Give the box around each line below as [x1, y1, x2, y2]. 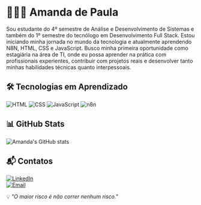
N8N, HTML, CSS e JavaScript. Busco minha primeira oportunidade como [6, 44, 189, 52]
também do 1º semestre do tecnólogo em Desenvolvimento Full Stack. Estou [6, 31, 195, 38]
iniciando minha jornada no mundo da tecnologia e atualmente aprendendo [6, 38, 192, 45]
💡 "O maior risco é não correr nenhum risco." [6, 193, 119, 200]
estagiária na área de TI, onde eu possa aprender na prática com [6, 50, 167, 58]
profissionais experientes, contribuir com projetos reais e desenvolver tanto [6, 57, 193, 64]
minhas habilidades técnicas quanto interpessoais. [6, 63, 131, 71]
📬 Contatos [6, 156, 53, 166]
